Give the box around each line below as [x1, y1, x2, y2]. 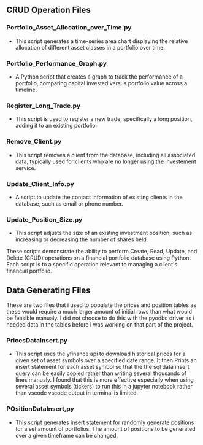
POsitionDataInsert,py [6, 404, 75, 413]
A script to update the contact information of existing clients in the [15, 193, 183, 201]
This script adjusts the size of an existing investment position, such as [15, 230, 193, 237]
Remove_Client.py [6, 137, 62, 146]
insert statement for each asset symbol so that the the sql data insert [15, 363, 190, 371]
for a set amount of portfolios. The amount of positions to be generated [15, 425, 196, 432]
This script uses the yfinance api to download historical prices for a [15, 350, 186, 358]
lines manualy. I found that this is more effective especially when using [15, 376, 194, 384]
